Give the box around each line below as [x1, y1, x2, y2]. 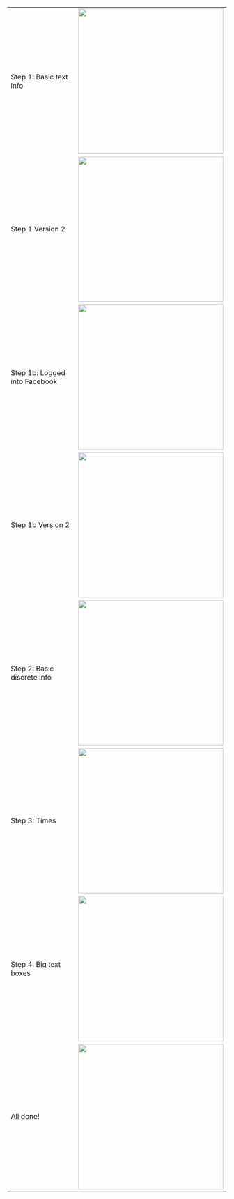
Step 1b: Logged [10, 367, 65, 377]
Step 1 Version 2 [10, 224, 66, 234]
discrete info [10, 672, 52, 682]
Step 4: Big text [10, 959, 61, 969]
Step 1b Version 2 [10, 520, 70, 530]
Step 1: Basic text [10, 72, 68, 82]
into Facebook [10, 376, 58, 386]
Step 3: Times [10, 816, 56, 825]
